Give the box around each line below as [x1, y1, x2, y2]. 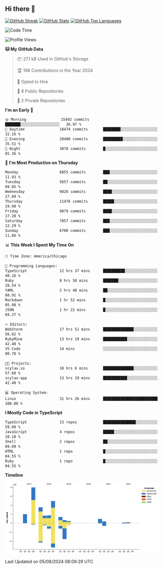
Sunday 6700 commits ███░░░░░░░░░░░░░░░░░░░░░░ [5, 228, 158, 233]
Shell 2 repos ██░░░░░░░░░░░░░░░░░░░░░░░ [5, 439, 158, 444]
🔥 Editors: [5, 322, 28, 327]
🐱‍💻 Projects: [5, 361, 32, 366]
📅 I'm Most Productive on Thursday [5, 159, 78, 166]
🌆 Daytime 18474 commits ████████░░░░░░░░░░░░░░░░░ [5, 127, 158, 132]
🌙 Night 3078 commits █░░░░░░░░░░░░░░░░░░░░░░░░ [5, 146, 158, 151]
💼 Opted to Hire [17, 78, 49, 84]
